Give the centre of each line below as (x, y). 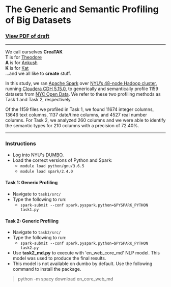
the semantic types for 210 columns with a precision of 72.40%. (72, 126)
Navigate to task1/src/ (37, 194)
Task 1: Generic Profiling (32, 183)
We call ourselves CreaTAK (34, 52)
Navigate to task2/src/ (37, 232)
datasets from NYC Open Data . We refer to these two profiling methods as (83, 94)
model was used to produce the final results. (59, 259)
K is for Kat (17, 68)
